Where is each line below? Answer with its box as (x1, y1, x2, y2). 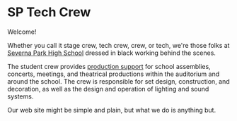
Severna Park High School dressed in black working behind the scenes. (7, 49, 216, 57)
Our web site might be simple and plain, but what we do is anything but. (7, 106, 216, 114)
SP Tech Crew (7, 4, 91, 20)
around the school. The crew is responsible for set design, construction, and (7, 77, 230, 85)
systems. (7, 92, 34, 101)
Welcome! (7, 27, 37, 36)
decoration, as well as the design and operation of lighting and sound (7, 84, 209, 93)
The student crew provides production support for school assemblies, (7, 62, 211, 70)
